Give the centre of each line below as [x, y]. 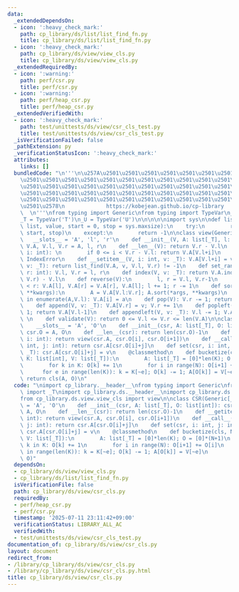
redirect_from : [30, 558]
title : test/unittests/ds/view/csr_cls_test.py [92, 133]
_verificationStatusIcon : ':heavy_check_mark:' [86, 153]
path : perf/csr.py [47, 80]
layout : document [33, 551]
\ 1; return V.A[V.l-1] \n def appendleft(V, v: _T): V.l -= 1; [121, 312]
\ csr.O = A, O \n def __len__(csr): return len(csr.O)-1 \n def [126, 332]
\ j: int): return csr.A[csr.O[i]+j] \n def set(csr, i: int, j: [122, 425]
